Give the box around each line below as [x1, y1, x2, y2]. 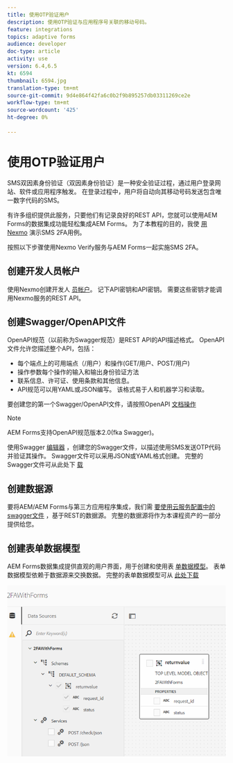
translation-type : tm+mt [7, 84, 79, 92]
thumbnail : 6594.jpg [7, 77, 67, 84]
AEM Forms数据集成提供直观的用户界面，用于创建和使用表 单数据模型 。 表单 [7, 562, 226, 570]
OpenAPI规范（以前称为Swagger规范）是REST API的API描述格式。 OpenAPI [7, 336, 225, 344]
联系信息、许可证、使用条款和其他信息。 [17, 376, 133, 385]
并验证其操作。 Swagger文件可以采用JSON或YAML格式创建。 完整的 [7, 452, 203, 460]
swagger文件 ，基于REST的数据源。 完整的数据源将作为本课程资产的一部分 [7, 511, 221, 520]
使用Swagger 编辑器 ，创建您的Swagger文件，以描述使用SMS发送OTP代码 [7, 443, 221, 451]
